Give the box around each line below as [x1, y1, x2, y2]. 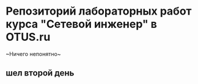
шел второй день [5, 68, 75, 79]
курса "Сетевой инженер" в [5, 17, 157, 31]
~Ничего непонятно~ [5, 50, 62, 57]
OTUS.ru [5, 30, 51, 44]
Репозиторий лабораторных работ [5, 4, 192, 18]
